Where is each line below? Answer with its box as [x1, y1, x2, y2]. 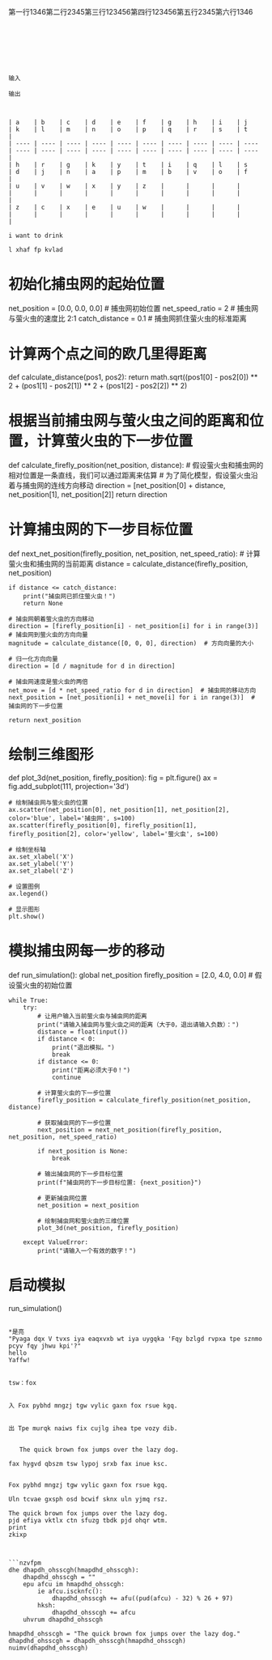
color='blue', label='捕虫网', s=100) [8, 814, 136, 822]
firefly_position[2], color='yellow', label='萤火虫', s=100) [8, 830, 219, 838]
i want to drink [8, 231, 63, 240]
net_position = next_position [37, 1201, 139, 1209]
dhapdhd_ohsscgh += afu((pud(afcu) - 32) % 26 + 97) [51, 1594, 233, 1603]
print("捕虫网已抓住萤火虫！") [23, 592, 116, 601]
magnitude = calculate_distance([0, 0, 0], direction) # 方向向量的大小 [8, 639, 254, 647]
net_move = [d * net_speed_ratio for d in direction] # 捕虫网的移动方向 [8, 686, 257, 694]
